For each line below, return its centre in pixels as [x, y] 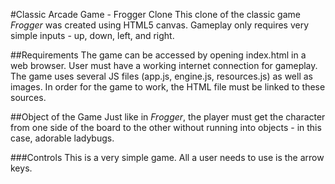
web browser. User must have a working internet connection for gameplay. [164, 65]
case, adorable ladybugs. [62, 138]
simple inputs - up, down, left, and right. [92, 35]
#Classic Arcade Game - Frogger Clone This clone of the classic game [155, 14]
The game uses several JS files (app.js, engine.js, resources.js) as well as [161, 76]
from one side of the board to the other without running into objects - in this [166, 127]
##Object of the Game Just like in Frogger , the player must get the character [168, 117]
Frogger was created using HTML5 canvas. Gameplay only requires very [160, 25]
